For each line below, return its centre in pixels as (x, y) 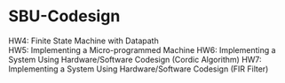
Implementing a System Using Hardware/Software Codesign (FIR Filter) (139, 69)
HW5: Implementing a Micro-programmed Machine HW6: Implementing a (142, 49)
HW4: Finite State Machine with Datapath (83, 41)
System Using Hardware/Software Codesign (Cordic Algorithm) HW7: (135, 59)
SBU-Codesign (64, 16)
